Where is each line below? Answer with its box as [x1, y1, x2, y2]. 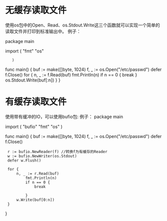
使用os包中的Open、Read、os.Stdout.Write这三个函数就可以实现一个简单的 [5, 22, 160, 28]
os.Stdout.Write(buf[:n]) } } [5, 77, 61, 83]
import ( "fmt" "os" [5, 48, 44, 54]
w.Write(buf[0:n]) [16, 197, 55, 202]
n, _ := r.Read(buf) [16, 171, 59, 176]
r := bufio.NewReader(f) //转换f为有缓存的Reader [7, 149, 107, 154]
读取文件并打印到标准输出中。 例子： [5, 28, 81, 34]
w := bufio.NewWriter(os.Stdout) [7, 153, 77, 158]
